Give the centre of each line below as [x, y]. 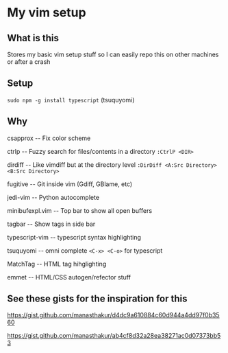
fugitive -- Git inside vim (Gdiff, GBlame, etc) [70, 184]
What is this [33, 38]
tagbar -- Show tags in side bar [51, 224]
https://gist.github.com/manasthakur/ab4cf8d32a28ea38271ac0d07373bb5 [114, 336]
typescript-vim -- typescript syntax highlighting [74, 237]
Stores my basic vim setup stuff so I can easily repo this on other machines [113, 54]
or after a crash [29, 62]
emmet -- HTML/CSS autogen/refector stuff [69, 277]
